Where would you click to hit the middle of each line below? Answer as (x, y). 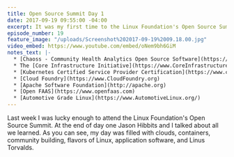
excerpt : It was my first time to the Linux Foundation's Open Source (112, 27)
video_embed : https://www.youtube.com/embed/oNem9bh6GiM (92, 46)
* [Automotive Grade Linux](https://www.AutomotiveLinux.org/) (107, 98)
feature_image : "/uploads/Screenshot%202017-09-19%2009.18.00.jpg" (107, 40)
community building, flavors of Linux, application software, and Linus (106, 140)
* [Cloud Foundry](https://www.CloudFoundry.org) (87, 78)
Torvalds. (21, 148)
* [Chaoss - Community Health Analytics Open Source (92, 59)
